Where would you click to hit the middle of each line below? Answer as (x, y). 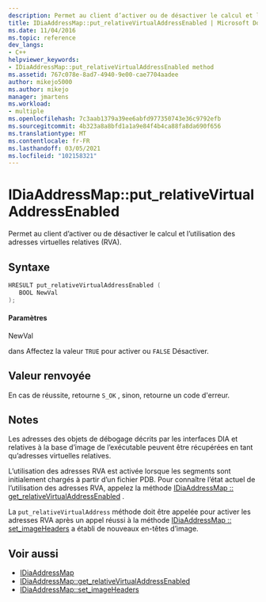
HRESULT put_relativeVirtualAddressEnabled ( (84, 286)
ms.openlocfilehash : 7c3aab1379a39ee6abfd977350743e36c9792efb (115, 119)
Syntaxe (29, 267)
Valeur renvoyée (49, 376)
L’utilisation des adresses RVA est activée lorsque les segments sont (120, 471)
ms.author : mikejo (38, 89)
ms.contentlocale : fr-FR (49, 141)
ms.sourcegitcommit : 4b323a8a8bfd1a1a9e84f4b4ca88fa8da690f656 (115, 126)
